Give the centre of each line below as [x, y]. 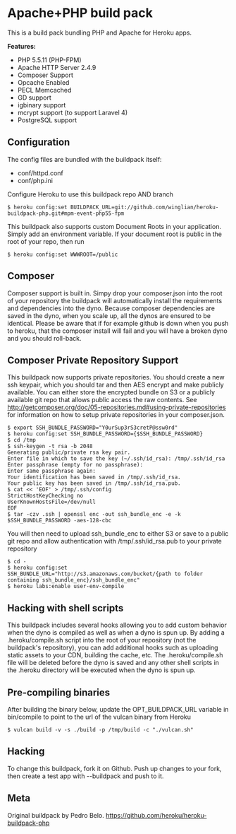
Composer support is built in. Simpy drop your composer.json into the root [115, 293]
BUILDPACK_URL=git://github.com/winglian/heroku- [144, 207]
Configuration [39, 142]
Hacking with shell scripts [66, 608]
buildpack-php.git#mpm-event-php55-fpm [66, 213]
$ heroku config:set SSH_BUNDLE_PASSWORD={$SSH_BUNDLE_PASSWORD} [105, 434]
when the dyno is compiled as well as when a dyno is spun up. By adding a [116, 633]
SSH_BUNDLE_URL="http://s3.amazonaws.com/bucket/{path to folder [105, 574]
